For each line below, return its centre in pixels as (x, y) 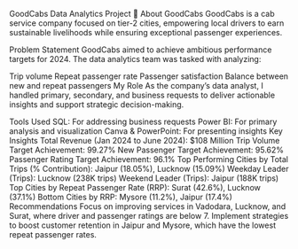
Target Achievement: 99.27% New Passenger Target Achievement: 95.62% (147, 150)
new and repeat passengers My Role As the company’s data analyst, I (136, 86)
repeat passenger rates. (53, 234)
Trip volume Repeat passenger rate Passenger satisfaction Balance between (149, 76)
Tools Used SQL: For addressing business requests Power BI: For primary (143, 121)
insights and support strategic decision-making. (97, 105)
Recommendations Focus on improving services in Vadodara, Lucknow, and (148, 206)
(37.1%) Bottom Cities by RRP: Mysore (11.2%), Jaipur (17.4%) (121, 197)
